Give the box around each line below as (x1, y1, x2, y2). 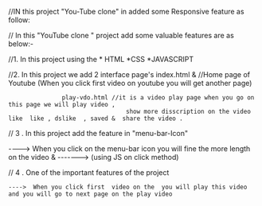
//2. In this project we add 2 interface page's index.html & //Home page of (8, 70, 251, 79)
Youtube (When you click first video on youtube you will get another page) (8, 79, 252, 87)
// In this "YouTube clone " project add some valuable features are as (8, 31, 235, 40)
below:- (8, 39, 34, 49)
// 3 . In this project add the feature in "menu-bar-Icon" (8, 129, 189, 138)
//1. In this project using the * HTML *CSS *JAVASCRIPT (8, 55, 194, 64)
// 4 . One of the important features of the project (8, 168, 170, 177)
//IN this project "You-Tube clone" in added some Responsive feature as (8, 7, 244, 16)
